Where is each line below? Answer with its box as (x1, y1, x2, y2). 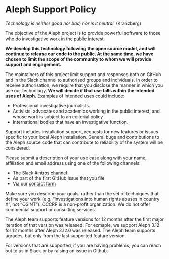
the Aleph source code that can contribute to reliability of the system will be (5, 139, 163, 145)
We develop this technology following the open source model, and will (5, 45, 156, 51)
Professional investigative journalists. (12, 102, 90, 108)
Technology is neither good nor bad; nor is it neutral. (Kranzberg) (5, 20, 142, 26)
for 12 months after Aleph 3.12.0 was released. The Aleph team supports (5, 227, 156, 233)
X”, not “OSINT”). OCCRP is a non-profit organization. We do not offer (5, 201, 151, 207)
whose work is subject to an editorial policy (12, 113, 103, 120)
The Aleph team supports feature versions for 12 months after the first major (5, 216, 164, 223)
